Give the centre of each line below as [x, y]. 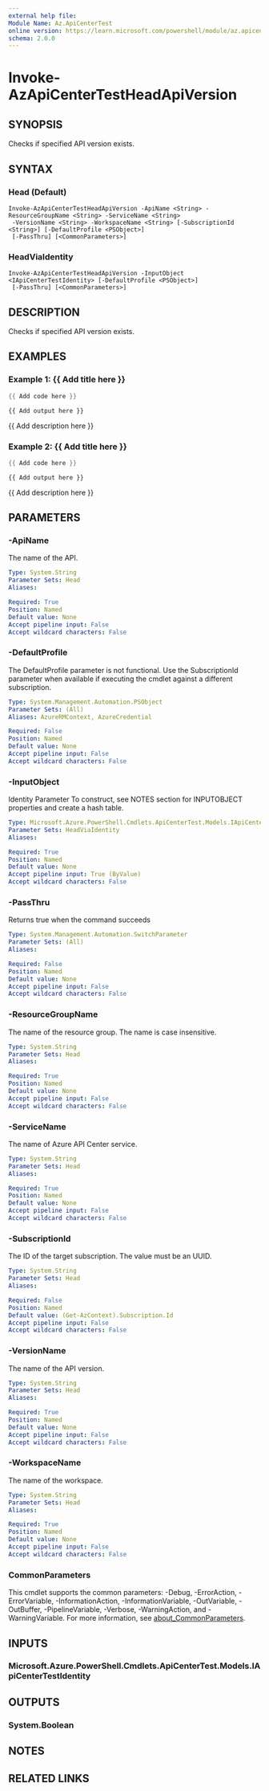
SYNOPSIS [36, 124]
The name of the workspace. [56, 1480]
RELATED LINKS [49, 1779]
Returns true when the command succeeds [79, 920]
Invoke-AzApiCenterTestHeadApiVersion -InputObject [96, 274]
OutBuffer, [25, 1609]
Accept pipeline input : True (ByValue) [75, 875]
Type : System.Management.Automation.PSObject [85, 702]
